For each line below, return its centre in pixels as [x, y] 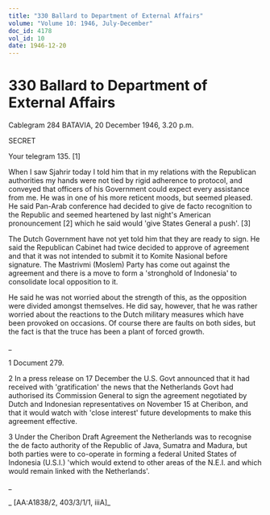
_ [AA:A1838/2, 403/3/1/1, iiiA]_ [60, 503]
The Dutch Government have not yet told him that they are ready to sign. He [134, 239]
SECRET [22, 141]
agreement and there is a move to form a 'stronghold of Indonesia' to [123, 273]
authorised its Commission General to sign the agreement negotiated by [128, 396]
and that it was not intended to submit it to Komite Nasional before [118, 256]
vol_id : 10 [27, 38]
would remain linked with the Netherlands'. [79, 471]
